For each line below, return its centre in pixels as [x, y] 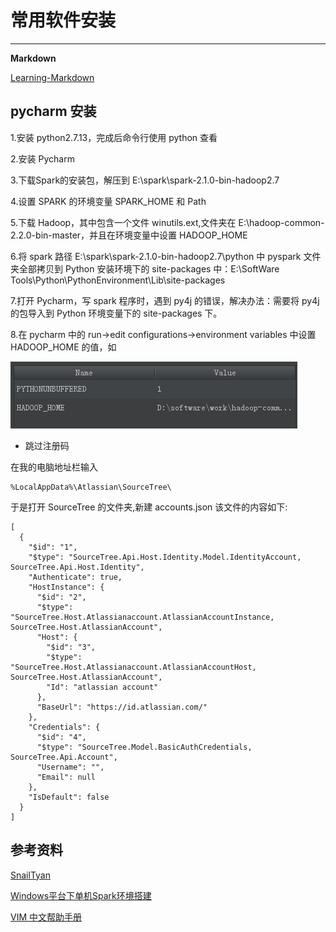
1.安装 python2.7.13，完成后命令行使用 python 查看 [114, 137]
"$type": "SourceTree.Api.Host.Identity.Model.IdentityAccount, [165, 557]
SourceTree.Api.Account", [64, 757]
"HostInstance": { [66, 587]
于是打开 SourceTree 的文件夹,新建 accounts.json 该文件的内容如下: [149, 507]
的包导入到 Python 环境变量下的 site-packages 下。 [116, 313]
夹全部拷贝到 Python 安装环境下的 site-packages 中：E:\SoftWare [145, 268]
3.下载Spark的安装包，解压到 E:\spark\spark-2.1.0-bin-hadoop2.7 [145, 180]
